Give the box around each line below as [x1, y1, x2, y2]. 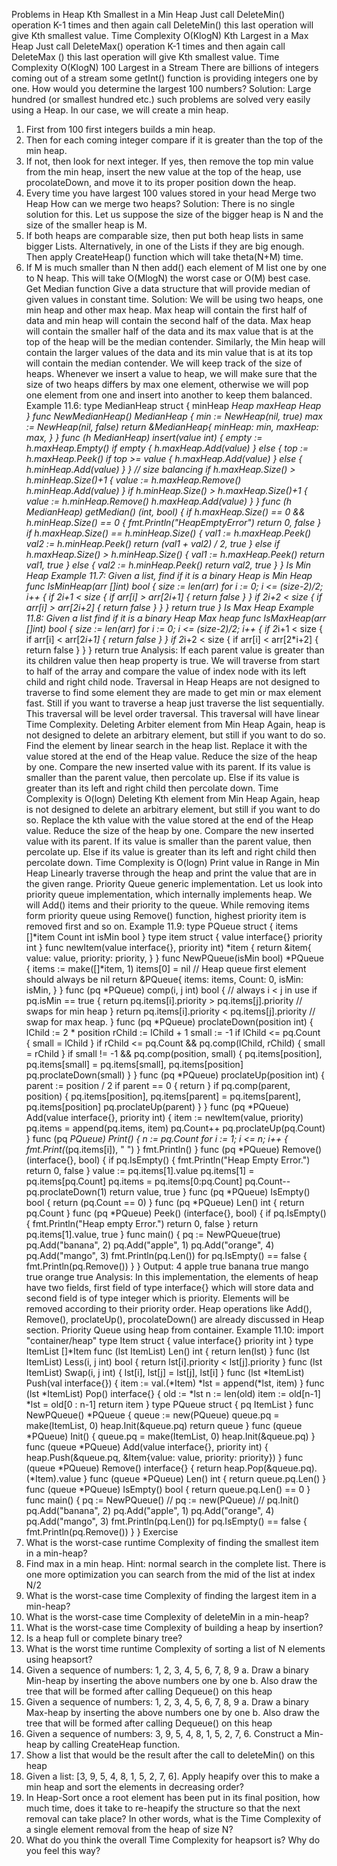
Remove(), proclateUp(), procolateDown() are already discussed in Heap [25, 1314, 325, 1325]
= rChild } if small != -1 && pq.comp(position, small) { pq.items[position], [25, 1048, 323, 1059]
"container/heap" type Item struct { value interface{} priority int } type [25, 1335, 314, 1346]
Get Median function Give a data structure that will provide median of [25, 283, 311, 294]
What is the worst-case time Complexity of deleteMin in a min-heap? [25, 1611, 309, 1623]
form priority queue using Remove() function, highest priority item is [25, 910, 307, 921]
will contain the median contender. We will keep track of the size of [25, 357, 303, 369]
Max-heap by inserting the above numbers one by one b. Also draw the [25, 1707, 321, 1718]
